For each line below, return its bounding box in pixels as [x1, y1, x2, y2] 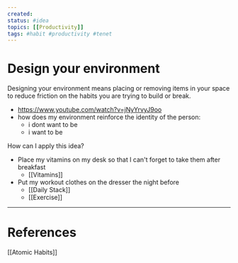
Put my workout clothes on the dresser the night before [17, 178, 179, 186]
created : [7, 10, 33, 18]
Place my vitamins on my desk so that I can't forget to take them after [17, 155, 221, 164]
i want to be [28, 128, 63, 137]
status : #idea [7, 17, 50, 24]
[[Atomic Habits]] [7, 248, 58, 257]
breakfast [17, 163, 46, 172]
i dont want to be [28, 121, 78, 129]
